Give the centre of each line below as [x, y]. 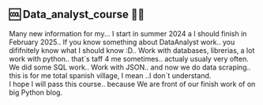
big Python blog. [36, 92]
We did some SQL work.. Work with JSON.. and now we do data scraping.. [130, 67]
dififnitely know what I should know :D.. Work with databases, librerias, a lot [132, 50]
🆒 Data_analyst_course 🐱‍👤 [77, 15]
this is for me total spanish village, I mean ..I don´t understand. [110, 75]
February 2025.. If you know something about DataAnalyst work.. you [122, 42]
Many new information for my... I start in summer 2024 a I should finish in [128, 33]
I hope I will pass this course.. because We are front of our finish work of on [132, 84]
